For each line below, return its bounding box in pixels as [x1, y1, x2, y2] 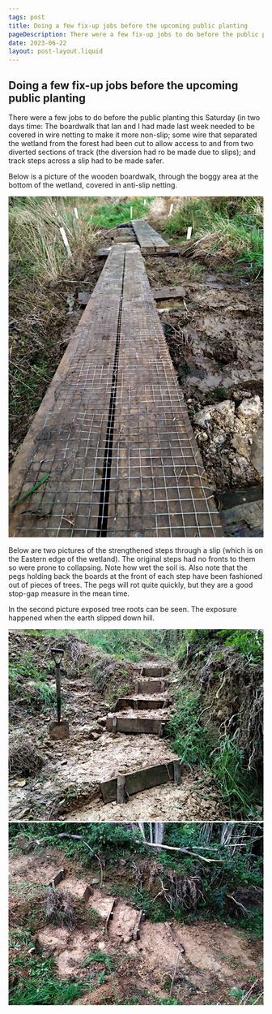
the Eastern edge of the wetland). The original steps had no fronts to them [8, 554, 256, 563]
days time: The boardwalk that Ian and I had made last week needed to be [8, 121, 255, 131]
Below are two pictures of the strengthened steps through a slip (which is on [8, 545, 263, 555]
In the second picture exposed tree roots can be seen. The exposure [8, 604, 237, 614]
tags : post [8, 13, 45, 21]
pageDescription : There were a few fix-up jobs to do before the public [8, 30, 259, 38]
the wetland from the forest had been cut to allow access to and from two [8, 138, 253, 148]
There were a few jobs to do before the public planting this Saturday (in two [8, 112, 261, 122]
